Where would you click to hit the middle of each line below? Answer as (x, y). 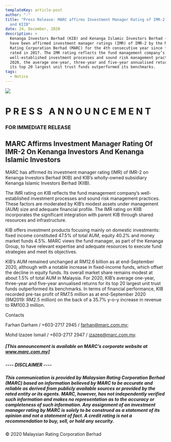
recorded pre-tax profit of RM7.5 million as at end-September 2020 (76, 294)
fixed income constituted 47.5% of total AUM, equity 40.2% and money (80, 235)
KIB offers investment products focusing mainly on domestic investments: (82, 230)
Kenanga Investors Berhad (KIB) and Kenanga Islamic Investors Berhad (86, 39)
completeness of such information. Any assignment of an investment (80, 405)
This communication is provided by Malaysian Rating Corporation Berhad (85, 378)
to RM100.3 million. (25, 305)
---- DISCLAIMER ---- (28, 365)
